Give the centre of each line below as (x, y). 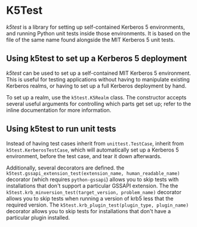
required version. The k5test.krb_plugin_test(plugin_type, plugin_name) (98, 205)
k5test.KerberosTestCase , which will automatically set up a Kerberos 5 (93, 150)
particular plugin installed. (38, 217)
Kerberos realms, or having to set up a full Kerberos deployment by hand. (96, 86)
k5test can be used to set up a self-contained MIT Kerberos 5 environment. (98, 73)
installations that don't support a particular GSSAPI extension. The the (92, 186)
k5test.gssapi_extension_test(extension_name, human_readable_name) (93, 173)
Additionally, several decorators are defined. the (65, 168)
